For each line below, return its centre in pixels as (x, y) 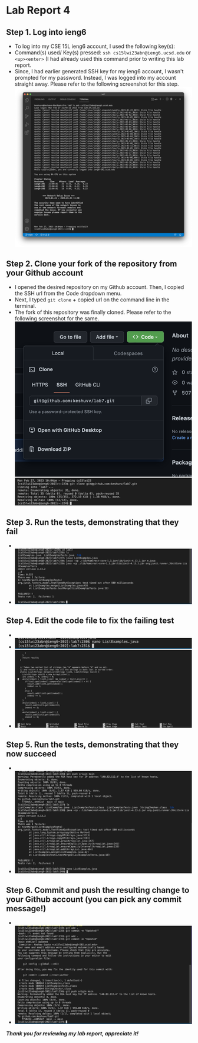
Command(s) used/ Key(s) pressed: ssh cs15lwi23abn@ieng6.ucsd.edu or (103, 53)
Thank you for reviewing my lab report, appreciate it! (72, 1034)
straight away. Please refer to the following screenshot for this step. (97, 84)
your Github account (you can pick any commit (94, 899)
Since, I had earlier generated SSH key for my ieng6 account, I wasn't (99, 71)
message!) (26, 909)
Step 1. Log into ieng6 (46, 32)
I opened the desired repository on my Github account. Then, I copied (99, 287)
